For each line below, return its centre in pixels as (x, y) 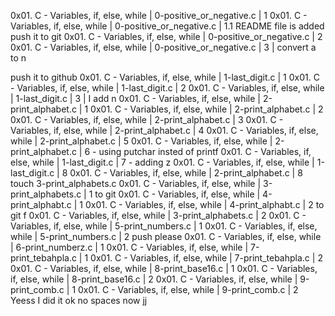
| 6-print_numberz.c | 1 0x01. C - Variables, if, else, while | (129, 247)
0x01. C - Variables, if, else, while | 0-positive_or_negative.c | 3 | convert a (163, 47)
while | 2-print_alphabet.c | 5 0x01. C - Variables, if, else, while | (141, 141)
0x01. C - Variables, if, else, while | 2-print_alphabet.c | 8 (186, 173)
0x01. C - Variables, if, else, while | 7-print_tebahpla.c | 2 (206, 258)
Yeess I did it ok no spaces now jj (79, 300)
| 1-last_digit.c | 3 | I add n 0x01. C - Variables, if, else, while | (136, 98)
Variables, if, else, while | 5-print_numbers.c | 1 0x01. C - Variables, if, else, (164, 226)
